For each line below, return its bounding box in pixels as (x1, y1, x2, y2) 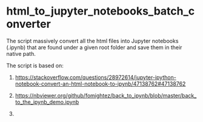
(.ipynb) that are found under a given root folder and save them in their (6, 44, 182, 51)
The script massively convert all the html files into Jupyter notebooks (6, 37, 179, 44)
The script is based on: (6, 62, 64, 69)
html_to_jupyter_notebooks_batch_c (6, 4, 195, 18)
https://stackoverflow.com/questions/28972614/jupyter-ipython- (15, 73, 177, 81)
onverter (6, 17, 52, 31)
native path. (6, 50, 36, 57)
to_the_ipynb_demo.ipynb (15, 98, 79, 106)
